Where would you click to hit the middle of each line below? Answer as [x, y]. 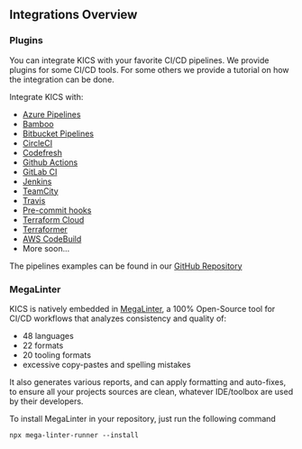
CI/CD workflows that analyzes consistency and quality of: [118, 318]
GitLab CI [40, 171]
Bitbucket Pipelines [58, 133]
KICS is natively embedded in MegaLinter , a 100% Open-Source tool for [142, 308]
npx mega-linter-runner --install [74, 435]
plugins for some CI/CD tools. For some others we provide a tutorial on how [150, 69]
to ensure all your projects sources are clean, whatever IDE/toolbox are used [151, 391]
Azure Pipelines [51, 114]
